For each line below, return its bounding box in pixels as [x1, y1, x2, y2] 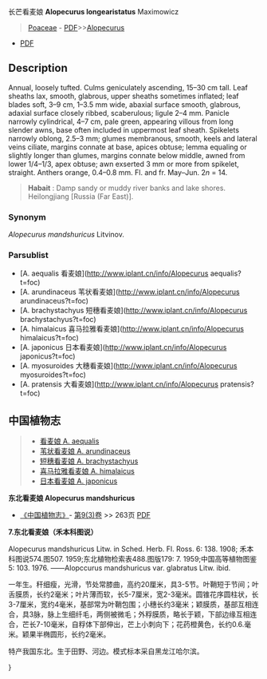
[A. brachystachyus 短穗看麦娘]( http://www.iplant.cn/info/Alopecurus [19, 306, 248, 316]
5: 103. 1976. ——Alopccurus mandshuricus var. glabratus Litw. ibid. [8, 563, 231, 573]
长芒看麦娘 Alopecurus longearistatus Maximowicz [8, 7, 179, 16]
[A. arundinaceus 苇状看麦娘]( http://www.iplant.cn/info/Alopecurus [19, 287, 241, 297]
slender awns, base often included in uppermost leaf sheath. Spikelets [8, 125, 240, 134]
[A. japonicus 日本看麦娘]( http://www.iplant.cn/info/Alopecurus [19, 343, 227, 352]
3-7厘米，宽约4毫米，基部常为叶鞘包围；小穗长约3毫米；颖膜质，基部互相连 [8, 600, 259, 610]
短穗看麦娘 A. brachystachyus [39, 456, 139, 466]
